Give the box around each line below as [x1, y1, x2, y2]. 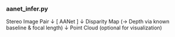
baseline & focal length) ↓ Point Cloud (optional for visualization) [6, 24, 162, 31]
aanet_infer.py [6, 5, 49, 13]
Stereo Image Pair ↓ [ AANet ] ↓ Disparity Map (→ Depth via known [6, 18, 170, 25]
